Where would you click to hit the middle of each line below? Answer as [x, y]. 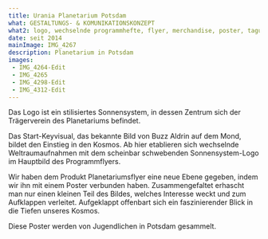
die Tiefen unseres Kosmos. [54, 211]
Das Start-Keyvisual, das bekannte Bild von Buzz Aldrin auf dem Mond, [125, 136]
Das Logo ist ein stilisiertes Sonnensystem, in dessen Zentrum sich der [124, 112]
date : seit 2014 [35, 38]
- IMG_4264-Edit [39, 68]
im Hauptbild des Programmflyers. [65, 162]
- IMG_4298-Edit [39, 82]
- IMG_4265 [30, 75]
